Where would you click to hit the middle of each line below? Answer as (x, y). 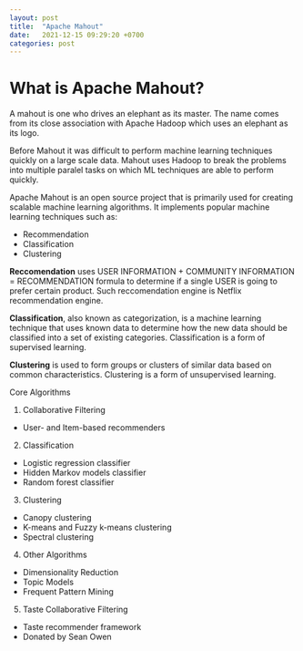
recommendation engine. (56, 301)
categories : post (42, 43)
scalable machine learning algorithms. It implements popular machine (140, 207)
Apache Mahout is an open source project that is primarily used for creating (151, 198)
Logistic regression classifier (76, 463)
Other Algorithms (55, 555)
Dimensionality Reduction (71, 573)
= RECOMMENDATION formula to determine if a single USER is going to (143, 281)
